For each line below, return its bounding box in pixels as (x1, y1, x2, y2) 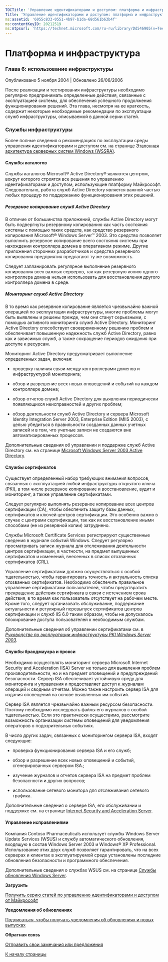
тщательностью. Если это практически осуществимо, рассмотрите (5, 712, 150, 718)
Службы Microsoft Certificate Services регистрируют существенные (5, 532, 150, 538)
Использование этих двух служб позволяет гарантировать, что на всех (5, 846, 159, 852)
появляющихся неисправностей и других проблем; (12, 401, 123, 407)
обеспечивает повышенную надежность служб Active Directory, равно (5, 330, 156, 337)
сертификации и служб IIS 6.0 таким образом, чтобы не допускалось (5, 611, 153, 617)
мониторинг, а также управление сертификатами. (5, 491, 112, 497)
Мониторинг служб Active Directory (5, 291, 83, 297)
